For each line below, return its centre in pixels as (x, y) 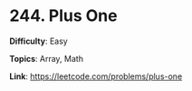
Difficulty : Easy (38, 41)
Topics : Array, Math (47, 58)
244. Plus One (63, 16)
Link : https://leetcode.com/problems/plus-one (96, 76)
